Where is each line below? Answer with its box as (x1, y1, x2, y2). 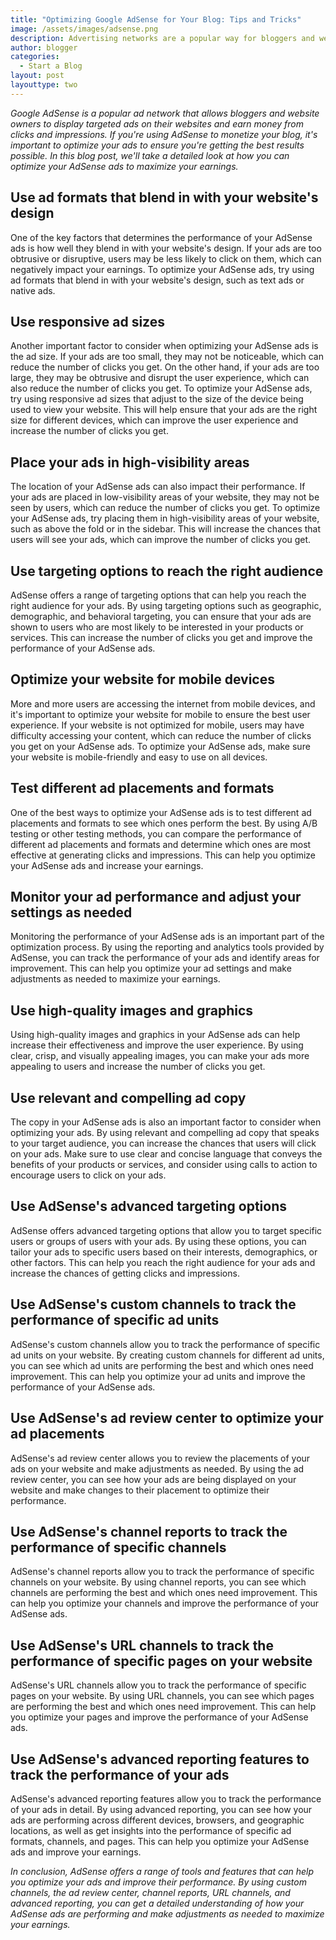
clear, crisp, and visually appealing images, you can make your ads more (10, 1050, 310, 1062)
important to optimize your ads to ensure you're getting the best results (10, 139, 305, 151)
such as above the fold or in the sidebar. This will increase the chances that (10, 523, 322, 535)
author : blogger (10, 42, 78, 53)
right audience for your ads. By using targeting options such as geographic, (10, 600, 322, 611)
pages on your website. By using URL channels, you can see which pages (10, 1690, 315, 1702)
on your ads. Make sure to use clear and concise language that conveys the (10, 1148, 323, 1160)
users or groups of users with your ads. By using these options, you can (10, 1235, 307, 1247)
